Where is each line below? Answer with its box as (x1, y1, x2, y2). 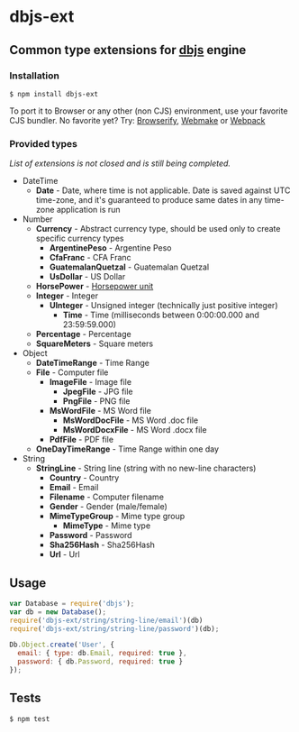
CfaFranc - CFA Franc (49, 252, 132, 263)
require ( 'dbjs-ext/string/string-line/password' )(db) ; (9, 624, 220, 633)
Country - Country (49, 472, 120, 483)
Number (22, 214, 53, 224)
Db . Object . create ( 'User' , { (9, 640, 115, 650)
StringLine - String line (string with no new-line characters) (35, 462, 257, 474)
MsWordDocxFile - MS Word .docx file (62, 425, 207, 435)
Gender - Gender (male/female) (49, 501, 168, 512)
